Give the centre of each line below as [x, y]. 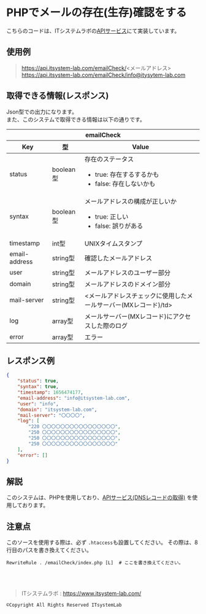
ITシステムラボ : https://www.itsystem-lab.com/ [81, 593]
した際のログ [109, 325]
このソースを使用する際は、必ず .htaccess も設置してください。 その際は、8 [102, 542]
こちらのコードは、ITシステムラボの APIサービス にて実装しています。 [93, 31]
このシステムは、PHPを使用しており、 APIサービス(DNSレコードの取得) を [99, 497]
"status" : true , [38, 381]
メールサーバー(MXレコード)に [129, 316]
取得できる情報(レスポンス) [58, 96]
